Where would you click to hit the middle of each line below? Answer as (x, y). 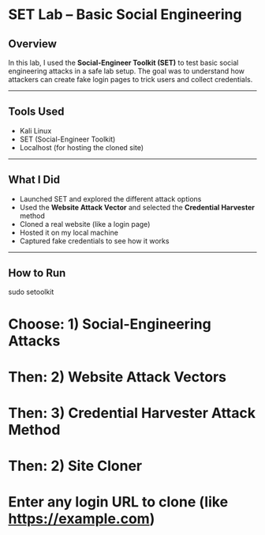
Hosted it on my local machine (69, 232)
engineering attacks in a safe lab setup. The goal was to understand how (127, 71)
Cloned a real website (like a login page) (85, 224)
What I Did (34, 180)
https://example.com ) (82, 519)
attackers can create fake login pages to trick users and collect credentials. (131, 79)
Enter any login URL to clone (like (118, 502)
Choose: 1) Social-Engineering (110, 324)
